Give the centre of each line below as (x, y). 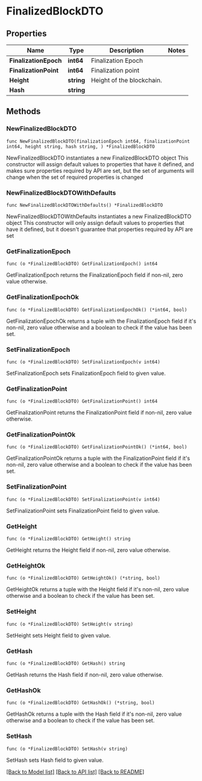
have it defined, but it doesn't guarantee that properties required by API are (99, 229)
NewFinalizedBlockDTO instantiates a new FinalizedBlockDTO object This (97, 158)
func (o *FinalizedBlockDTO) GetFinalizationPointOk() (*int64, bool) (97, 447)
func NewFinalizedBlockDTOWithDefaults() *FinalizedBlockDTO (85, 205)
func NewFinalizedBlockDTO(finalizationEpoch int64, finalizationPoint (98, 141)
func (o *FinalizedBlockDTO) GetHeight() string (68, 539)
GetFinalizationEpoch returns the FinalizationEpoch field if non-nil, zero (95, 275)
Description (127, 50)
